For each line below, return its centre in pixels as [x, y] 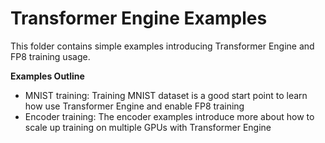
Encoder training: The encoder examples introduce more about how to [169, 116]
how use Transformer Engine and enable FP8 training [134, 106]
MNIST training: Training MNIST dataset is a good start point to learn [166, 95]
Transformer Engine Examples [139, 18]
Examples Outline [47, 76]
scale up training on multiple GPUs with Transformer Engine [148, 127]
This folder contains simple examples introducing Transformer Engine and [162, 46]
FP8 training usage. [50, 56]
